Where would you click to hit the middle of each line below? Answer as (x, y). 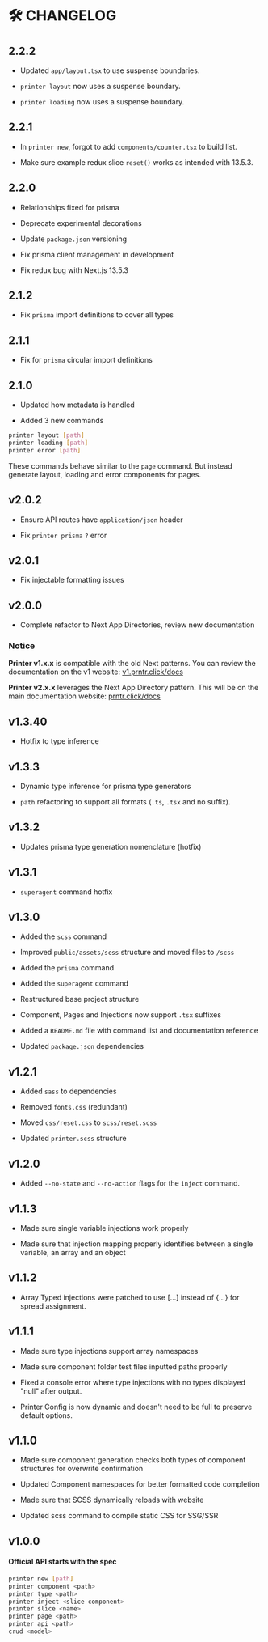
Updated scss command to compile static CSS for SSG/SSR (119, 1516)
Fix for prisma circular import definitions (86, 360)
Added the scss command (63, 936)
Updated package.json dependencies (82, 1046)
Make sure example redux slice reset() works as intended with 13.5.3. (136, 162)
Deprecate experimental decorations (81, 223)
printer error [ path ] (45, 450)
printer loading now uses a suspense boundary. (102, 102)
